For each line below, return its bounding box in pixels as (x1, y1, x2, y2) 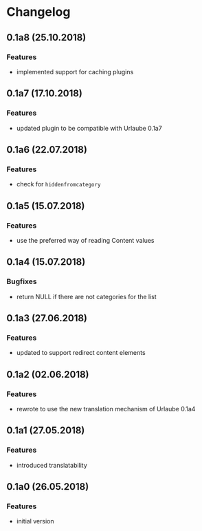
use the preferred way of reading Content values (16, 236, 155, 244)
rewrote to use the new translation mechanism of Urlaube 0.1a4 (16, 405, 196, 413)
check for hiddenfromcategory (16, 180, 101, 188)
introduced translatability (16, 461, 87, 469)
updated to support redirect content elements (16, 349, 146, 357)
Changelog (6, 4, 71, 20)
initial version (16, 517, 54, 525)
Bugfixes (6, 277, 37, 286)
